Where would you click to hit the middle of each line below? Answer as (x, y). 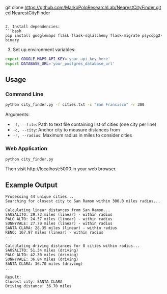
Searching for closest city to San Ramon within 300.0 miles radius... (83, 201)
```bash (13, 31)
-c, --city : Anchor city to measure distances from (66, 130)
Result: (13, 277)
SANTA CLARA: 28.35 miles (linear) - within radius (61, 228)
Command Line (24, 94)
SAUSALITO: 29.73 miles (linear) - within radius (59, 215)
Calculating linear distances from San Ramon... (58, 210)
